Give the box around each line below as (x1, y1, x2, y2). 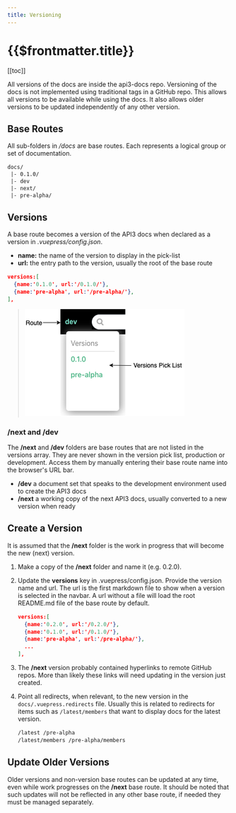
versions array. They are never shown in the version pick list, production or (7, 450, 225, 459)
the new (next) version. (7, 548, 75, 557)
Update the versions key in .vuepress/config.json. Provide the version (17, 576, 222, 584)
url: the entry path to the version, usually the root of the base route (17, 259, 213, 267)
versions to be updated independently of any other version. (7, 103, 180, 111)
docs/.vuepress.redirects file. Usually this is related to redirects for (17, 700, 216, 708)
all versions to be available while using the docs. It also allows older (7, 95, 204, 103)
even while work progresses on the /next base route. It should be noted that (7, 783, 230, 791)
